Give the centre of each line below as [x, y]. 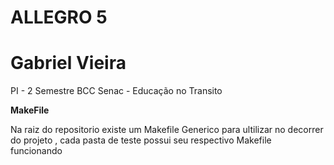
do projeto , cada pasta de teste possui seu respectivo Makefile [141, 140]
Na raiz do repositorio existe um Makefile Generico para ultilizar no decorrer [167, 130]
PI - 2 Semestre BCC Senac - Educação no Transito [116, 91]
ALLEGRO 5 [59, 17]
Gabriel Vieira [68, 63]
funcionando [36, 151]
